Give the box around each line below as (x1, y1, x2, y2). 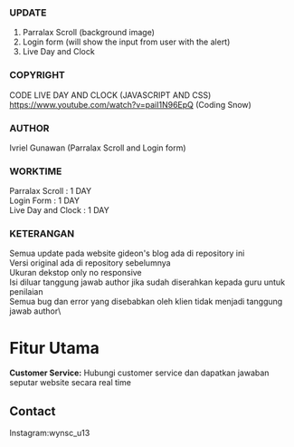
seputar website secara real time (9, 377, 131, 388)
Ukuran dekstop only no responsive (9, 267, 142, 278)
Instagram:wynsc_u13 (9, 428, 90, 439)
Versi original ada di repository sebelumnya (9, 258, 171, 268)
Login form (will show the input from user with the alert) (22, 36, 231, 47)
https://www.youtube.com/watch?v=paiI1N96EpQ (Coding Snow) (9, 99, 251, 110)
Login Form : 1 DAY (9, 195, 80, 206)
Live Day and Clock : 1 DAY (9, 205, 110, 216)
